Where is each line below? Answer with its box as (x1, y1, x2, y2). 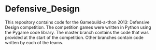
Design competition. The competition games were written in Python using (5, 24, 151, 30)
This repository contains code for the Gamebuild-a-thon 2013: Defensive (5, 19, 150, 25)
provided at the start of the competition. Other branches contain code (5, 35, 144, 40)
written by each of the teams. (5, 39, 64, 45)
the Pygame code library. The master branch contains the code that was (5, 29, 149, 35)
